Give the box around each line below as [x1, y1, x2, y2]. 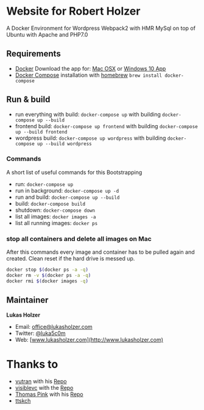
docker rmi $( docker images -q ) [6, 278, 88, 284]
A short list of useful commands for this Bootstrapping [6, 168, 142, 176]
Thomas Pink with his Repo [15, 390, 83, 398]
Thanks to [6, 357, 58, 371]
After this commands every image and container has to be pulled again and [6, 248, 195, 256]
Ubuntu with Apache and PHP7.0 [6, 31, 88, 38]
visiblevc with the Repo [15, 384, 74, 391]
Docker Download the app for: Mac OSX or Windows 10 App [15, 65, 166, 72]
